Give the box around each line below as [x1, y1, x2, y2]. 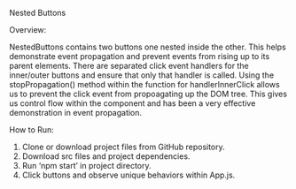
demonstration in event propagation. [9, 108, 143, 117]
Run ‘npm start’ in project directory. [21, 161, 152, 170]
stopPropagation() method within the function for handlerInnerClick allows [9, 79, 281, 89]
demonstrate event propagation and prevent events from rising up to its [9, 51, 270, 61]
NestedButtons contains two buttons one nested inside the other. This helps [9, 42, 286, 52]
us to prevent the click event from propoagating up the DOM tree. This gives [9, 88, 288, 99]
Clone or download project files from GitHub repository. [21, 141, 226, 152]
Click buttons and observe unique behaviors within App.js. [21, 170, 236, 180]
